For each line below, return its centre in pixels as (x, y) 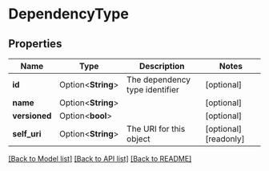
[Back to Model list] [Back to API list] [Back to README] (100, 159)
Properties (35, 44)
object (139, 139)
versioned (32, 116)
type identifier (153, 90)
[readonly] (225, 139)
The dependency (159, 79)
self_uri (27, 134)
